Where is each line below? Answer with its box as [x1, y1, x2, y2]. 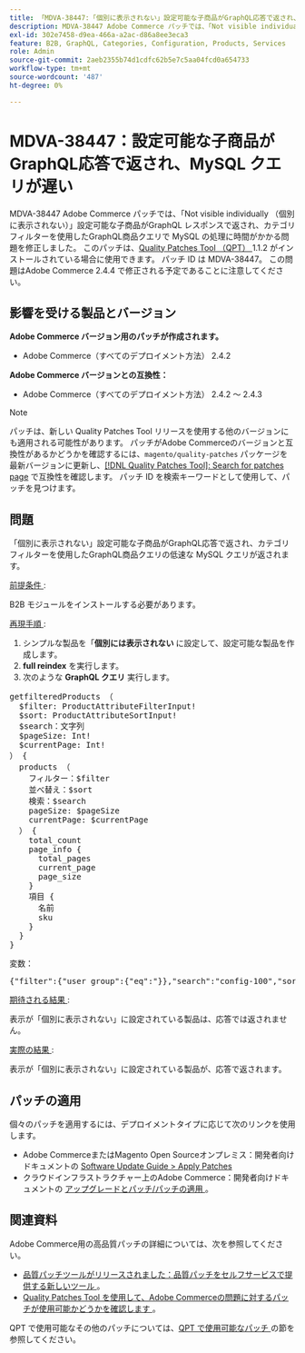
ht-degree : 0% [9, 81, 64, 90]
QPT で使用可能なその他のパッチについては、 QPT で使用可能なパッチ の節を [9, 1322, 295, 1333]
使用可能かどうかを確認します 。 [38, 1303, 161, 1314]
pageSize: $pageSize [28, 806, 120, 816]
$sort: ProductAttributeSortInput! [18, 711, 178, 721]
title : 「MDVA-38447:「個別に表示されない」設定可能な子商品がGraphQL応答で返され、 [9, 13, 301, 23]
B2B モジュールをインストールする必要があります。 [9, 599, 202, 610]
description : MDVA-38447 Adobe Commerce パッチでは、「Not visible [9, 22, 257, 31]
